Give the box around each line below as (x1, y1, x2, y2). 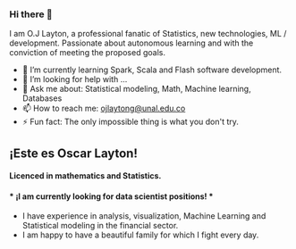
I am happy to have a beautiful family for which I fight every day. (21, 229, 259, 240)
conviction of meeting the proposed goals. (9, 47, 165, 58)
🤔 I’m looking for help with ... (21, 74, 128, 85)
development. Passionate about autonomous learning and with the (9, 37, 254, 48)
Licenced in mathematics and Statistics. (9, 170, 162, 181)
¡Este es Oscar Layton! (9, 145, 139, 161)
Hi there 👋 (9, 8, 54, 21)
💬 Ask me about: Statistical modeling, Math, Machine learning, (21, 84, 252, 95)
